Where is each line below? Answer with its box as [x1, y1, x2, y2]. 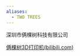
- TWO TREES [11, 14, 41, 20]
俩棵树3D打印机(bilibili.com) [6, 44, 74, 51]
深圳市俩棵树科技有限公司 [6, 31, 68, 38]
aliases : [6, 8, 28, 15]
